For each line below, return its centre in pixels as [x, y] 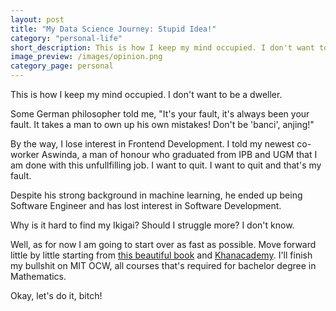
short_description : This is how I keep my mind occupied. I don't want [162, 47]
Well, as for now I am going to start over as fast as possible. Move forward [163, 244]
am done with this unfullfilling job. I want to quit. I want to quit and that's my [166, 165]
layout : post [37, 19]
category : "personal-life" [66, 38]
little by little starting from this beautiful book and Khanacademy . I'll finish [161, 255]
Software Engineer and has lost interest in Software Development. [146, 205]
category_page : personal [62, 66]
